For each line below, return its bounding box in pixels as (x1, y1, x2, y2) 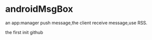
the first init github (5, 29, 43, 35)
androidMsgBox (5, 3, 73, 15)
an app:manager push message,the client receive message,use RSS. (5, 20, 147, 26)
